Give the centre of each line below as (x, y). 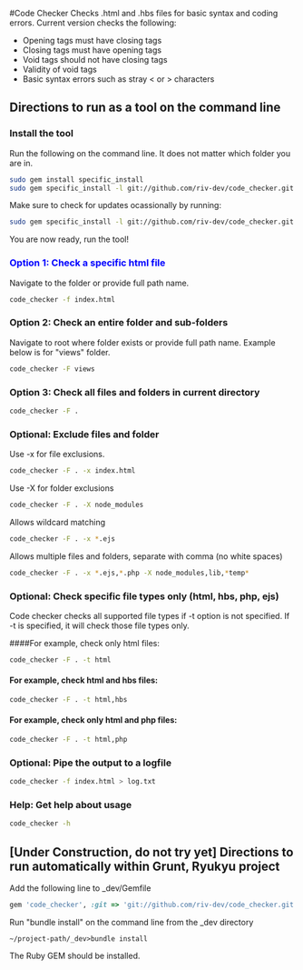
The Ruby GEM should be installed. (75, 955)
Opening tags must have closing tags (92, 40)
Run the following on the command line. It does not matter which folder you (150, 153)
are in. (21, 163)
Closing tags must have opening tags (92, 50)
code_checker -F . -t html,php (68, 740)
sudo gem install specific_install (77, 180)
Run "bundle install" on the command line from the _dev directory (132, 922)
